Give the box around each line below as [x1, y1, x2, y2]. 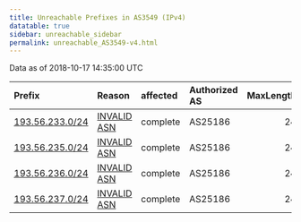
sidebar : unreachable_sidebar [9, 30, 123, 38]
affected [141, 90, 178, 102]
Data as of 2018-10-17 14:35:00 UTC [9, 63, 143, 73]
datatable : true [9, 21, 70, 30]
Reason [97, 90, 130, 102]
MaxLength [246, 90, 297, 102]
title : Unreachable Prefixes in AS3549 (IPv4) [9, 13, 186, 22]
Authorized [189, 84, 239, 97]
